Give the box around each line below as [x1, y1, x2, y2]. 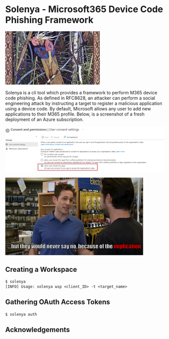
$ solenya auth [5, 312, 37, 317]
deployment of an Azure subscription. [5, 116, 84, 122]
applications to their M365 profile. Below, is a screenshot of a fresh [5, 111, 145, 117]
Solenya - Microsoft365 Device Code [5, 4, 163, 15]
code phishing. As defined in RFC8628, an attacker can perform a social [5, 95, 155, 101]
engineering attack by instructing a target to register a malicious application [5, 100, 162, 106]
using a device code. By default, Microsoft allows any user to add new [5, 105, 151, 111]
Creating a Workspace [5, 265, 77, 273]
